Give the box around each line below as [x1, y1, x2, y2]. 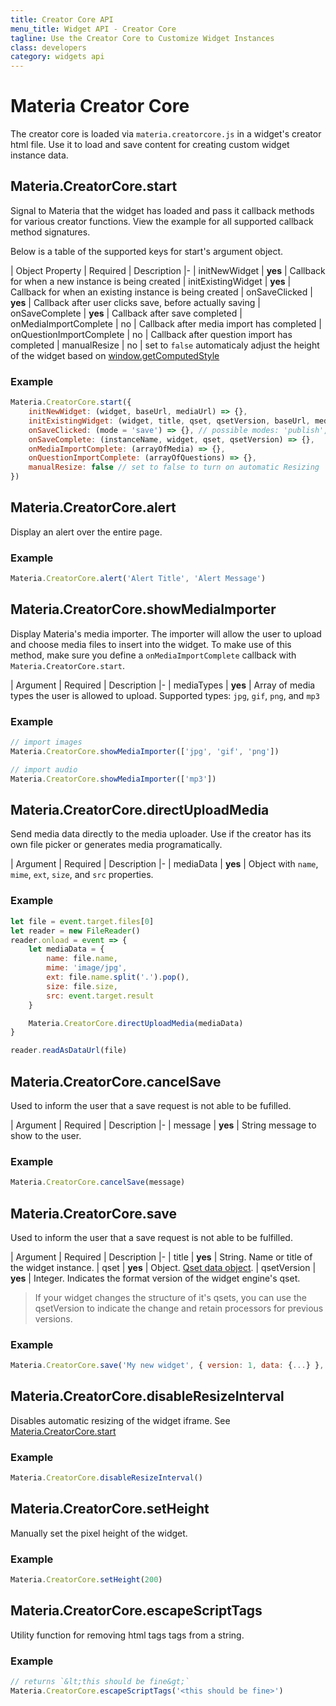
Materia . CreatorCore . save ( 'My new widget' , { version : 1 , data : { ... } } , [10, 1361, 325, 1371]
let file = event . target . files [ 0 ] [10, 916, 155, 926]
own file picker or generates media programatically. [10, 839, 223, 851]
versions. [34, 1312, 73, 1325]
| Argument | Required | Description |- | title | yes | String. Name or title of [10, 1251, 313, 1263]
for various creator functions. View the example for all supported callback [10, 215, 314, 227]
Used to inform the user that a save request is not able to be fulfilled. [10, 1231, 293, 1243]
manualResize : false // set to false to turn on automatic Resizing [28, 462, 320, 473]
